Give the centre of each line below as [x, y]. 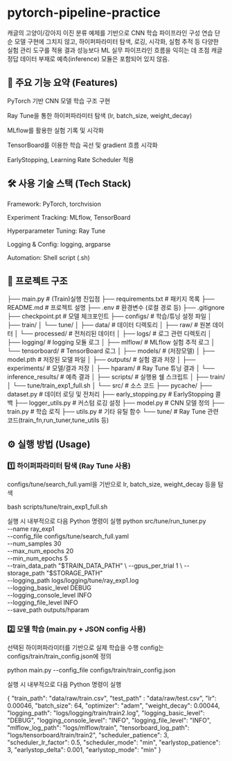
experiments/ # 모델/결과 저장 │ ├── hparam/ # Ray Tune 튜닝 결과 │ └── [111, 368]
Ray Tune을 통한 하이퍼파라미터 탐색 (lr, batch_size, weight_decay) [100, 115]
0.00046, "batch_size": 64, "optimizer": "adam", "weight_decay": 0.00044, [114, 706]
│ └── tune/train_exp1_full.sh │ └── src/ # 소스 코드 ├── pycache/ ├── [110, 385]
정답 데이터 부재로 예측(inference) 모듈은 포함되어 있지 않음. [88, 59]
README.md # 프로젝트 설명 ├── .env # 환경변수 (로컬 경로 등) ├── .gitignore [116, 308]
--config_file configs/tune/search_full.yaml [68, 536]
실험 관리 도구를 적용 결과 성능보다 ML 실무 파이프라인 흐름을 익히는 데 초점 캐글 [115, 50]
